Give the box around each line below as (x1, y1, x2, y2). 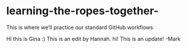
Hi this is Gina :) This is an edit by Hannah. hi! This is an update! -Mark (6, 35, 181, 42)
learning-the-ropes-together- (6, 4, 159, 18)
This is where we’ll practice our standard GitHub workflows (6, 24, 153, 31)
